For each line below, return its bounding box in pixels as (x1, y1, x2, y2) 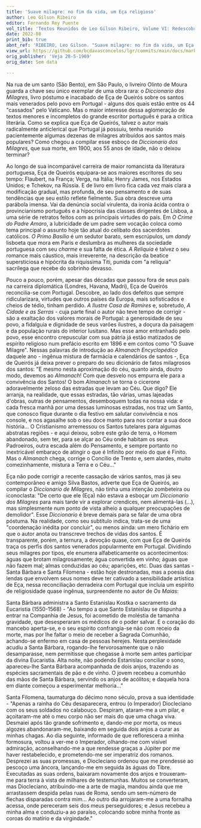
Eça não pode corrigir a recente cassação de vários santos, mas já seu (6, 472, 181, 480)
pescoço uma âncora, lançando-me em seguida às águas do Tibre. (6, 763, 172, 771)
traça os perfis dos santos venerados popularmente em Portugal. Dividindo (6, 542, 191, 550)
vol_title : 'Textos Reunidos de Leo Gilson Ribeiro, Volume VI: (6, 25, 170, 32)
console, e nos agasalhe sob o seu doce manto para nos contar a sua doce (6, 416, 191, 424)
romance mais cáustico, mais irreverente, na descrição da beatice (6, 251, 169, 259)
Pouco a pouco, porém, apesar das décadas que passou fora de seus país (6, 276, 190, 283)
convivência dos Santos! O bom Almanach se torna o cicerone (6, 378, 160, 385)
